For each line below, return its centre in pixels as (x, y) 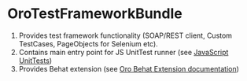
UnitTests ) (35, 61)
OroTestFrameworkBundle (95, 14)
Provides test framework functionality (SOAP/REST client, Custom (125, 35)
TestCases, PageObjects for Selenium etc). (88, 43)
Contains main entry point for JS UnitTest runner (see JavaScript (124, 52)
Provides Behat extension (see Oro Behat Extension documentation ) (129, 68)
